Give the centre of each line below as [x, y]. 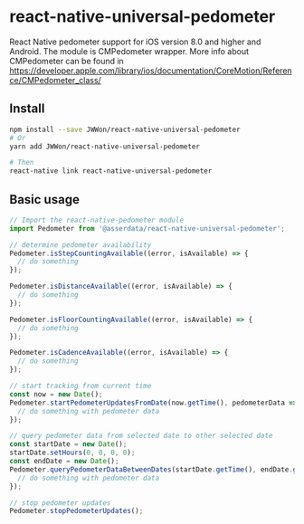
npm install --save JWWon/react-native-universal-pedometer [125, 129]
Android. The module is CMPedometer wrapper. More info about [129, 51]
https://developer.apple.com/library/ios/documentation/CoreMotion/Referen [151, 71]
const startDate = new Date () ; [68, 444]
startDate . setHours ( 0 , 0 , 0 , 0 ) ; [72, 453]
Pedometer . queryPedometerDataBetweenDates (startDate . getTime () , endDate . [152, 469]
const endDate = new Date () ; [64, 462]
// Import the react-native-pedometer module [96, 220]
